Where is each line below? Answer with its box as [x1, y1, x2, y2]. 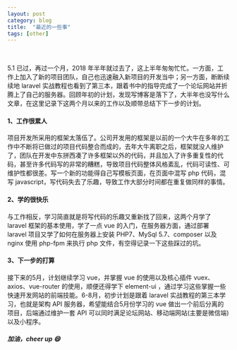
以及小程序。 [7, 317, 44, 325]
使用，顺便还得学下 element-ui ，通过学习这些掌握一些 [67, 282, 226, 290]
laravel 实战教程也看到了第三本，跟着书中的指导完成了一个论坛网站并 [20, 82, 222, 90]
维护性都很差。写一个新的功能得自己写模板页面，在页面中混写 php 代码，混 [7, 169, 226, 177]
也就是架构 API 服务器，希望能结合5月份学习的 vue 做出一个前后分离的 [19, 299, 224, 308]
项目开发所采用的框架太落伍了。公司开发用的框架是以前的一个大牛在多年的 [7, 133, 224, 142]
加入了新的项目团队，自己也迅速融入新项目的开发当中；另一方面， [19, 73, 212, 81]
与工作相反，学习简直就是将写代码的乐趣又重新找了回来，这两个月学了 [7, 212, 212, 221]
